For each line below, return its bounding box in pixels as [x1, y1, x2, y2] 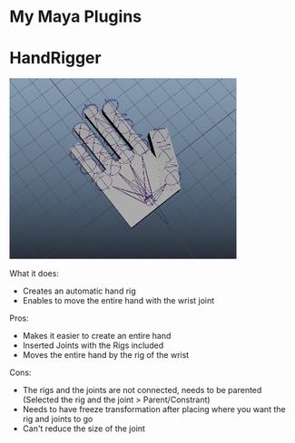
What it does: [9, 267, 59, 278]
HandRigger [9, 48, 102, 69]
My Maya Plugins [9, 6, 143, 27]
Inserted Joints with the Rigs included [22, 340, 164, 351]
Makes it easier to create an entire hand [22, 330, 172, 341]
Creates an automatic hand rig [22, 285, 136, 296]
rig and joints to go [22, 413, 93, 424]
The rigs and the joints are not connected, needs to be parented [22, 384, 262, 395]
